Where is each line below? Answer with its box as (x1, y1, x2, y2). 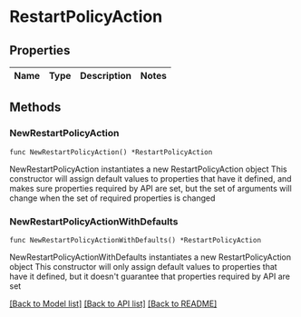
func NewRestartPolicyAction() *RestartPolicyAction (9, 147, 213, 156)
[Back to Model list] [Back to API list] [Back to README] (9, 298, 218, 309)
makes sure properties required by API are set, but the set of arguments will (9, 183, 292, 193)
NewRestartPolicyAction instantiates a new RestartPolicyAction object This (9, 163, 287, 174)
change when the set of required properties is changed (9, 193, 216, 203)
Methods (9, 100, 62, 115)
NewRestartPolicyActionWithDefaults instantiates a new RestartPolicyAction (9, 252, 292, 263)
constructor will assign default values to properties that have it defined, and (9, 173, 292, 183)
